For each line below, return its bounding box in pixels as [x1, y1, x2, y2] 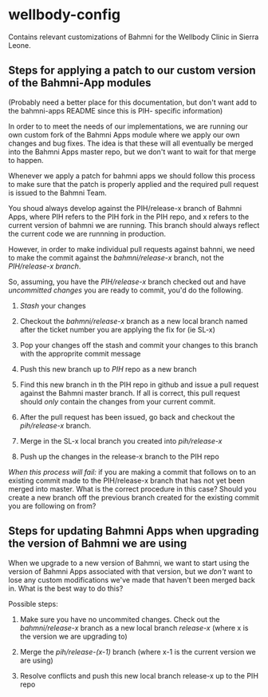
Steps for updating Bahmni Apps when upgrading [8, 524, 259, 538]
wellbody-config [8, 6, 121, 24]
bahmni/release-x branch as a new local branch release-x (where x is [19, 623, 249, 632]
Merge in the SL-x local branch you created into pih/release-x [19, 436, 223, 445]
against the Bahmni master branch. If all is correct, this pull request [19, 388, 241, 397]
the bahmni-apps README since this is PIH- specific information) [8, 106, 223, 115]
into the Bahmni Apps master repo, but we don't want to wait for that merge [8, 146, 257, 157]
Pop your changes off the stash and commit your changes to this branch [19, 340, 258, 349]
